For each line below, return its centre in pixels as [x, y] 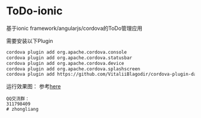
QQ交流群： [18, 99]
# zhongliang [22, 109]
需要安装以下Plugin [30, 41]
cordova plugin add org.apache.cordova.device [65, 63]
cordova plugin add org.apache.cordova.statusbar [69, 58]
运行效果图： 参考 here [33, 86]
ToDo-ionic [34, 11]
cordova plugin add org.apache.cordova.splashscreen [73, 69]
